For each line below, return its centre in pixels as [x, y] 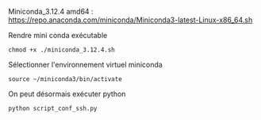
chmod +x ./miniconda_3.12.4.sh [61, 50]
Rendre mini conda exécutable [58, 35]
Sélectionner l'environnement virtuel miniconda [85, 64]
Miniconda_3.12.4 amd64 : [51, 12]
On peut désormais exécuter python [67, 94]
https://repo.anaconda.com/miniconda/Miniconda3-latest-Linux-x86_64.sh [130, 20]
